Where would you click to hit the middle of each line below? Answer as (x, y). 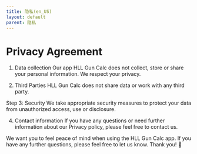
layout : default (26, 17)
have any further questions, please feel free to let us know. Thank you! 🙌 (94, 145)
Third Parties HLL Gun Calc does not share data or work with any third (100, 85)
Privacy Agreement (54, 51)
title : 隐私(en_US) (29, 11)
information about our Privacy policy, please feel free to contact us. (96, 127)
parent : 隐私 (21, 22)
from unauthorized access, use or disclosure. (61, 109)
